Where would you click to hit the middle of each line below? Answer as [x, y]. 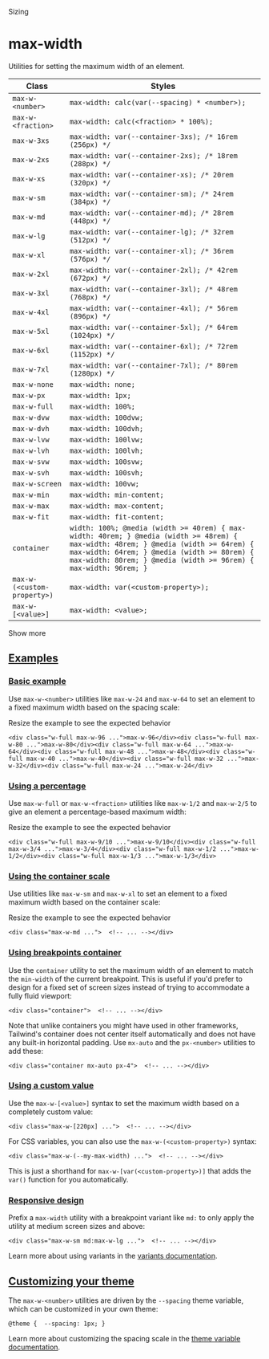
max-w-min [31, 494]
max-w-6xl [31, 350]
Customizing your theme [71, 1281]
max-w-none [33, 384]
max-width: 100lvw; [106, 439]
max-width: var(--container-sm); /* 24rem [151, 193]
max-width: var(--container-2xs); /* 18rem [153, 155]
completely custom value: [51, 1112]
